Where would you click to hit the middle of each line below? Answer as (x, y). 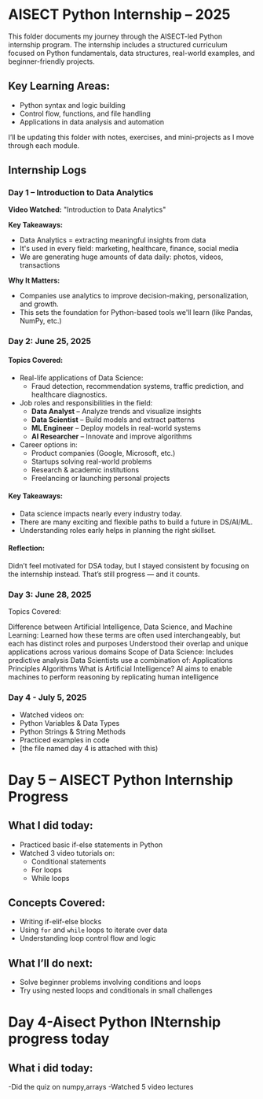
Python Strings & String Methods (72, 731)
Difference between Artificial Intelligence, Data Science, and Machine (121, 627)
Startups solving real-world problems (91, 461)
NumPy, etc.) (40, 321)
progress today (59, 1039)
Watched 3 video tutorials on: (67, 853)
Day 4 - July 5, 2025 (47, 698)
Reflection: (27, 548)
